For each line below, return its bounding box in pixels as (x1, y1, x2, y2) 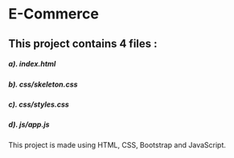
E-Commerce (8, 5, 99, 23)
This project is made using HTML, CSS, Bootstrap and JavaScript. (8, 140, 227, 149)
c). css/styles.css (8, 99, 70, 109)
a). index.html (8, 59, 56, 69)
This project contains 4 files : (8, 37, 158, 51)
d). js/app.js (8, 120, 50, 129)
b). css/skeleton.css (8, 79, 78, 89)
